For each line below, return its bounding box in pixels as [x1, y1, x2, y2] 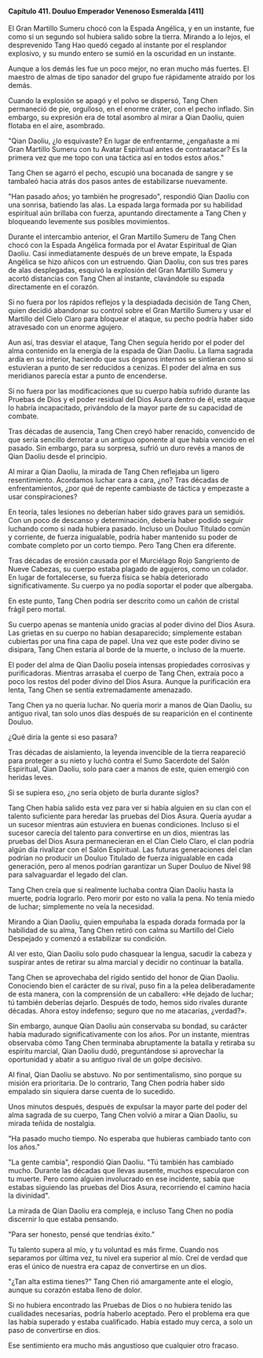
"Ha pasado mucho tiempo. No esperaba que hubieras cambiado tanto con [8, 1134, 251, 1143]
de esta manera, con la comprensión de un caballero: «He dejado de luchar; [8, 989, 254, 999]
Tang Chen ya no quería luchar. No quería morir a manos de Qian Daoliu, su [8, 701, 253, 710]
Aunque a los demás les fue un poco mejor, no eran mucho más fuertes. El [8, 64, 250, 74]
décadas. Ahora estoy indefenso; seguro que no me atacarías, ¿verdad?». [8, 1007, 247, 1016]
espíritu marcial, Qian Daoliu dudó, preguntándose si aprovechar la [8, 1047, 225, 1056]
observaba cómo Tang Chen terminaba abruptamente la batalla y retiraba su [8, 1038, 255, 1047]
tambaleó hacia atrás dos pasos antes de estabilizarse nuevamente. [8, 177, 228, 186]
